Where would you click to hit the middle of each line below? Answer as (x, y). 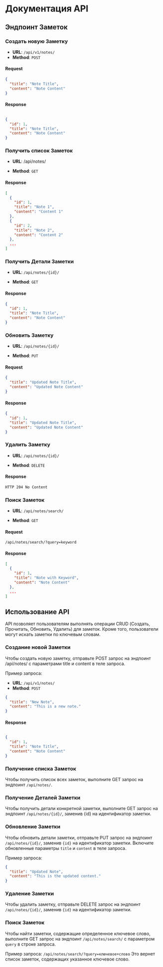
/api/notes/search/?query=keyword (41, 543)
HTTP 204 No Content (27, 487)
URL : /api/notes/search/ (38, 511)
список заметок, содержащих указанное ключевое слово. (68, 959)
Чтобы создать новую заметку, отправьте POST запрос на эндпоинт (78, 658)
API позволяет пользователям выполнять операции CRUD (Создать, (78, 624)
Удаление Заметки (30, 894)
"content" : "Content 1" (39, 212)
